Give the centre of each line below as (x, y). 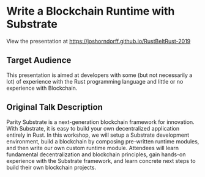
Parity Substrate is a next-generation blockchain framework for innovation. (100, 122)
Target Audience (39, 60)
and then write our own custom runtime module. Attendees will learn (93, 148)
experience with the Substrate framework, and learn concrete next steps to (101, 161)
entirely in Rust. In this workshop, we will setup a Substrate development (98, 135)
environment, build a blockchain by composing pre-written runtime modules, (103, 141)
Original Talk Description (54, 107)
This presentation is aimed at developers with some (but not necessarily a (99, 75)
